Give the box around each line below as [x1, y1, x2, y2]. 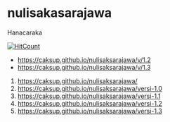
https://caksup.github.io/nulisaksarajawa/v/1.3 [17, 63, 151, 71]
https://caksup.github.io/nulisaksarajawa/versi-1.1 [17, 92, 161, 100]
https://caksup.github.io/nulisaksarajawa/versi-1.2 [17, 99, 163, 107]
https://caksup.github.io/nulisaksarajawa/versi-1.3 [17, 106, 163, 115]
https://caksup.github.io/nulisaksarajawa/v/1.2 [17, 55, 151, 64]
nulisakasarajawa [7, 5, 112, 21]
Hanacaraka [7, 28, 43, 37]
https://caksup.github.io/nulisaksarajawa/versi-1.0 [17, 84, 163, 92]
